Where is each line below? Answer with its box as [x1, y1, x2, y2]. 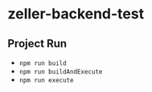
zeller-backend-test [7, 5, 145, 23]
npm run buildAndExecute [18, 68, 103, 76]
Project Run [7, 37, 68, 50]
